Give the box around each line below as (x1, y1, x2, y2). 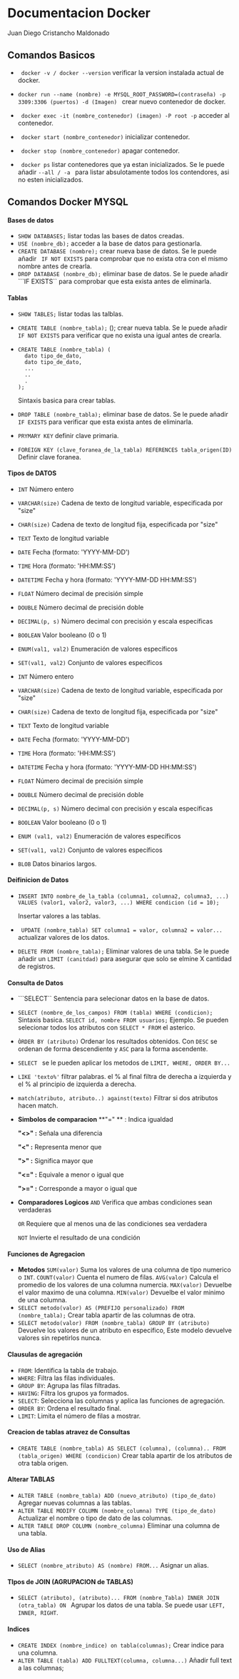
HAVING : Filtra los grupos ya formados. (17, 1389, 129, 1397)
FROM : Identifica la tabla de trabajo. (17, 1366, 118, 1374)
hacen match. (17, 1101, 59, 1110)
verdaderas (17, 1206, 52, 1214)
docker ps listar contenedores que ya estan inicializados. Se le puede (21, 160, 225, 168)
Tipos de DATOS (7, 469, 57, 477)
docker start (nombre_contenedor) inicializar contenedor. (21, 132, 190, 141)
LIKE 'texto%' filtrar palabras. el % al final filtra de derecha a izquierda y (17, 1072, 232, 1081)
